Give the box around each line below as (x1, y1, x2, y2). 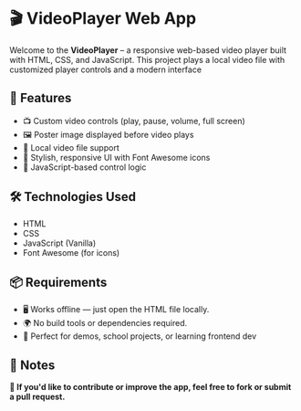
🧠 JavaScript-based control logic (22, 162, 147, 173)
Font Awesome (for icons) (22, 247, 120, 258)
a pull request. (9, 391, 66, 403)
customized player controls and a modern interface (9, 64, 202, 75)
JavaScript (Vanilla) (22, 237, 97, 248)
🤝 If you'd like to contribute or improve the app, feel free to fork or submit (9, 382, 292, 393)
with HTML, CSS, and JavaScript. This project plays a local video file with (9, 54, 285, 65)
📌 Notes (9, 357, 56, 373)
